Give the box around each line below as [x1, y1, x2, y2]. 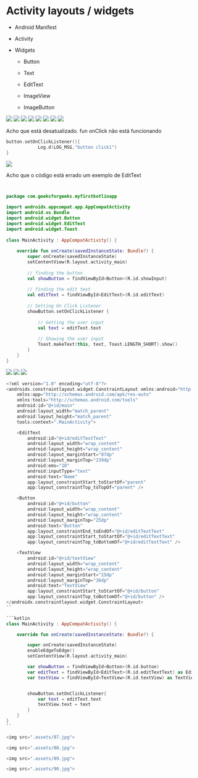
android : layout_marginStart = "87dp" [27, 452, 115, 458]
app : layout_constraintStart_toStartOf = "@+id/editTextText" [27, 534, 176, 540]
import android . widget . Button [6, 215, 81, 221]
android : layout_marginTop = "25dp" [27, 517, 110, 523]
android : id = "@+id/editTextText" [27, 435, 107, 441]
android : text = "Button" [27, 522, 83, 529]
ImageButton [23, 103, 55, 110]
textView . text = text [37, 701, 91, 708]
